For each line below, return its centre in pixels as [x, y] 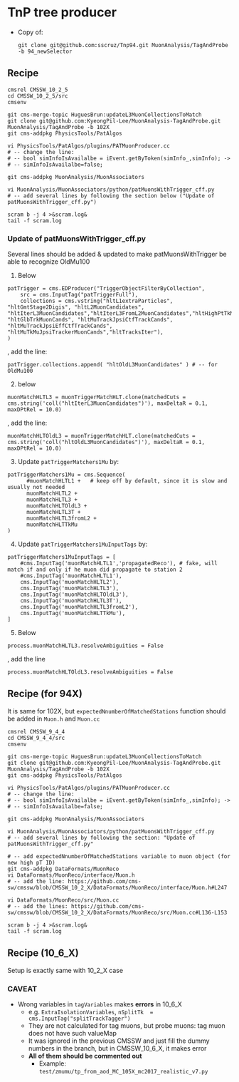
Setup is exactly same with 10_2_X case [65, 970]
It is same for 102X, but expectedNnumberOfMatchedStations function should [117, 711]
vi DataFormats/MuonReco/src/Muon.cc [63, 900]
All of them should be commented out [85, 1056]
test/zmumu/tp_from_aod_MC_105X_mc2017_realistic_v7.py [123, 1071]
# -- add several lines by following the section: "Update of [101, 838]
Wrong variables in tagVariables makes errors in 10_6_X [100, 1004]
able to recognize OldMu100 [49, 262]
